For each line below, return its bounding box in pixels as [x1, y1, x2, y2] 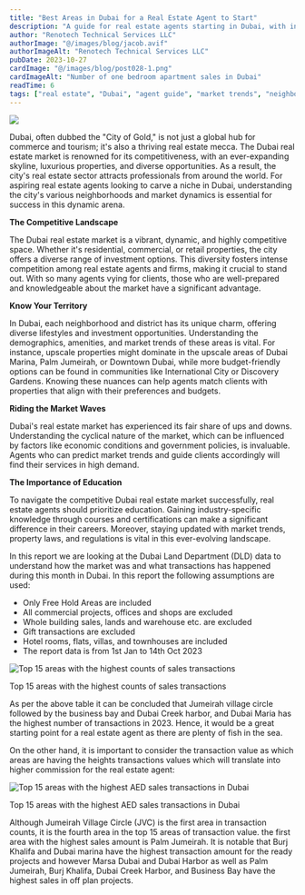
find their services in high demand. [9, 459, 140, 470]
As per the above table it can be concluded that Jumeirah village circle [9, 698, 274, 709]
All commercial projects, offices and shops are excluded [22, 606, 233, 618]
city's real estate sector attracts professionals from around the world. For [9, 170, 283, 181]
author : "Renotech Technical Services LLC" [9, 30, 177, 39]
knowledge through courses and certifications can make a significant [9, 513, 269, 524]
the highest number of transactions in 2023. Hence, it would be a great [9, 717, 275, 728]
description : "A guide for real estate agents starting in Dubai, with [9, 22, 286, 31]
